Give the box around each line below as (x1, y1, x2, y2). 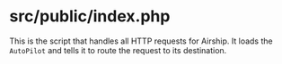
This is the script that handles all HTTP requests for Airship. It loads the (9, 36, 273, 46)
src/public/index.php (9, 6, 171, 27)
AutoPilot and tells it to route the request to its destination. (9, 44, 227, 55)
